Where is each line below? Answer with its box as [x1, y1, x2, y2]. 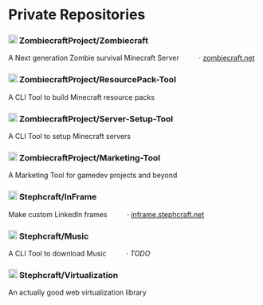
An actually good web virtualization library [8, 287, 147, 297]
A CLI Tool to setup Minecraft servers [8, 132, 131, 141]
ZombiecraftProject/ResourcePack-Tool [18, 74, 177, 85]
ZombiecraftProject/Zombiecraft [18, 35, 149, 46]
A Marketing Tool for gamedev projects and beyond [8, 170, 178, 180]
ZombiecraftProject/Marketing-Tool [18, 152, 161, 163]
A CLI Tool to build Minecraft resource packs [8, 92, 155, 101]
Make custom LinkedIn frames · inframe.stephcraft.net [8, 209, 205, 219]
